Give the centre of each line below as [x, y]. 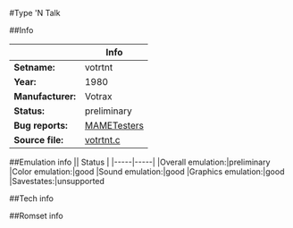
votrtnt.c [102, 140]
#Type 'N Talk [35, 13]
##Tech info [31, 198]
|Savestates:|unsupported [57, 181]
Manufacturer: [45, 96]
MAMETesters [114, 126]
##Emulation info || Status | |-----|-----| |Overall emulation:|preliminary [140, 162]
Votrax [98, 96]
